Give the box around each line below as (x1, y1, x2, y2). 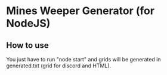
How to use (6, 40, 49, 50)
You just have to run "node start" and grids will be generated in (6, 56, 161, 63)
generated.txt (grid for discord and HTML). (6, 62, 112, 69)
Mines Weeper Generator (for (6, 4, 155, 18)
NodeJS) (6, 17, 51, 30)
